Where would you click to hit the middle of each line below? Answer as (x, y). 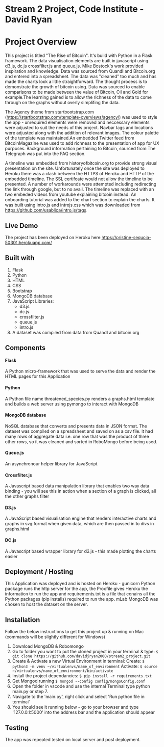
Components (25, 348)
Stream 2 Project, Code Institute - (74, 9)
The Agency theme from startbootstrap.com (49, 112)
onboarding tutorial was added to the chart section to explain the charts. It (80, 200)
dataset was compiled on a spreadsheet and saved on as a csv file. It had (79, 431)
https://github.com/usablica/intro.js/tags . (46, 210)
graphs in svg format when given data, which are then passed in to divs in (80, 524)
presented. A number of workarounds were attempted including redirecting (81, 184)
